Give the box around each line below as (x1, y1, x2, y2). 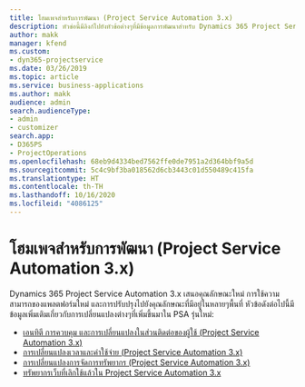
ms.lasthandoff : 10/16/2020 (9, 191, 116, 200)
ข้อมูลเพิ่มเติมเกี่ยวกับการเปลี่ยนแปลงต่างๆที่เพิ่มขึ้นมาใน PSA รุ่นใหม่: (9, 308, 215, 319)
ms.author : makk (9, 89, 71, 98)
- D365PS (9, 140, 43, 149)
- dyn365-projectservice (9, 55, 103, 64)
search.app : (9, 132, 54, 141)
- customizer (9, 124, 59, 133)
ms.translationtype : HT (9, 174, 100, 183)
